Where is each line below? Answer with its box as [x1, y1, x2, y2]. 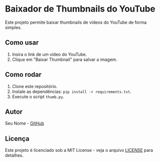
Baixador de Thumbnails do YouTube [5, 3, 156, 15]
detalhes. [5, 152, 24, 158]
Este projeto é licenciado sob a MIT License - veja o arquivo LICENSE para [5, 147, 153, 153]
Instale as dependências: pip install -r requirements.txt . [12, 88, 131, 94]
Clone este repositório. [12, 83, 58, 89]
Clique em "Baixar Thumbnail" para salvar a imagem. [12, 57, 117, 62]
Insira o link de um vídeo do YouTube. [12, 51, 87, 57]
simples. [5, 24, 22, 30]
